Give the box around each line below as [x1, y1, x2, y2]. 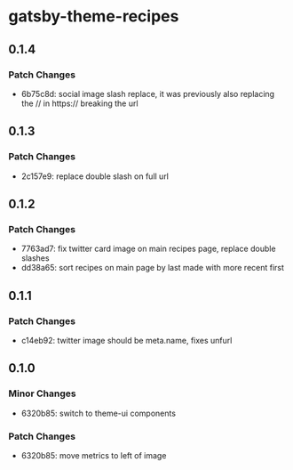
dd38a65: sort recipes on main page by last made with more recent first [20, 263, 285, 273]
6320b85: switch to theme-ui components [20, 408, 177, 418]
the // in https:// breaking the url [20, 98, 139, 109]
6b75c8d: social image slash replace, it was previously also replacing [20, 88, 275, 99]
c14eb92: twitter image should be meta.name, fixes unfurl [20, 335, 233, 345]
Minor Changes [8, 387, 76, 400]
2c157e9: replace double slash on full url [20, 171, 170, 182]
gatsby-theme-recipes [8, 6, 179, 27]
